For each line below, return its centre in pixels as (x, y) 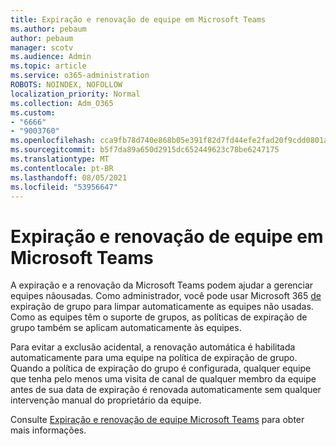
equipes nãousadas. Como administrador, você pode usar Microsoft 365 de (166, 296)
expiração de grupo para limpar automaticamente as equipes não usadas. (162, 307)
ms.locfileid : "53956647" (64, 187)
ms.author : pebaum (48, 29)
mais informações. (48, 430)
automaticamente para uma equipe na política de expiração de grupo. (154, 358)
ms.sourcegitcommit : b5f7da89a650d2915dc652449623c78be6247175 (145, 150)
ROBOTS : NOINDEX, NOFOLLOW (66, 85)
